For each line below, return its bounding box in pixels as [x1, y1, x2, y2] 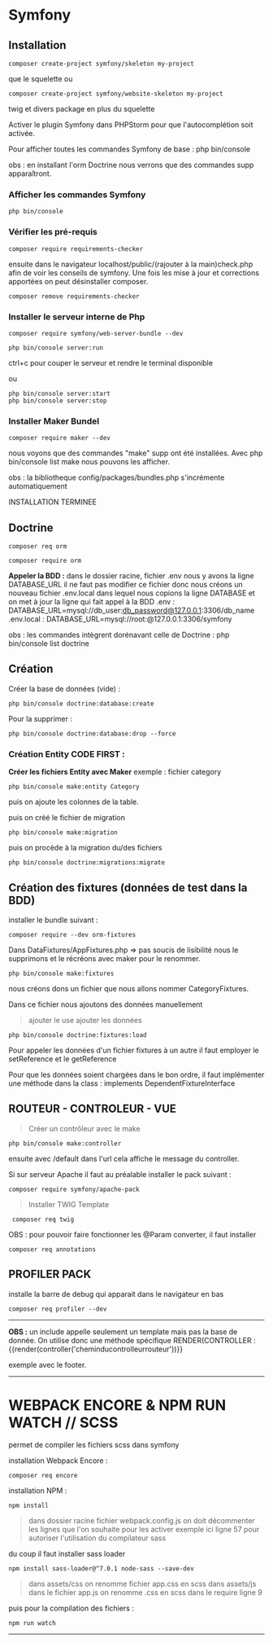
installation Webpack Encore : [8, 1456, 108, 1465]
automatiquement [8, 481, 67, 491]
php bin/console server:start [8, 389, 111, 398]
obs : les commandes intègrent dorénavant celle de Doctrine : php [8, 630, 230, 639]
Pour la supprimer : [8, 714, 73, 723]
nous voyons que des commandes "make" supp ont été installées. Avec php [8, 448, 263, 458]
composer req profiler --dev [8, 1305, 107, 1313]
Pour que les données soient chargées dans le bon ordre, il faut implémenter [8, 1070, 265, 1079]
